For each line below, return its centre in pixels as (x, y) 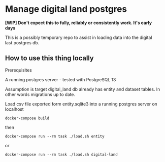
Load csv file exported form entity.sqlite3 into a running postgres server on (81, 104)
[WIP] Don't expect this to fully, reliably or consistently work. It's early (79, 23)
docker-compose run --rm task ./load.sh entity (55, 136)
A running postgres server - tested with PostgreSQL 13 (61, 79)
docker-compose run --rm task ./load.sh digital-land (62, 154)
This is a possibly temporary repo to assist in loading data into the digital (79, 37)
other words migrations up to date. (40, 94)
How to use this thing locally (49, 58)
